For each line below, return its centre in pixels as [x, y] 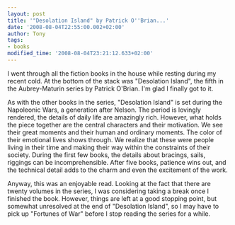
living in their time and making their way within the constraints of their [109, 147]
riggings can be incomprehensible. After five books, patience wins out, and [117, 162]
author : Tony [27, 34]
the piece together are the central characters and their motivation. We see [115, 125]
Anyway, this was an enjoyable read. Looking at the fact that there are [109, 183]
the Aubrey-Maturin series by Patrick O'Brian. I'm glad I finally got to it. [110, 88]
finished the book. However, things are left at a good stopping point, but [112, 198]
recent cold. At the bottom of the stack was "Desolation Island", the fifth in [116, 81]
